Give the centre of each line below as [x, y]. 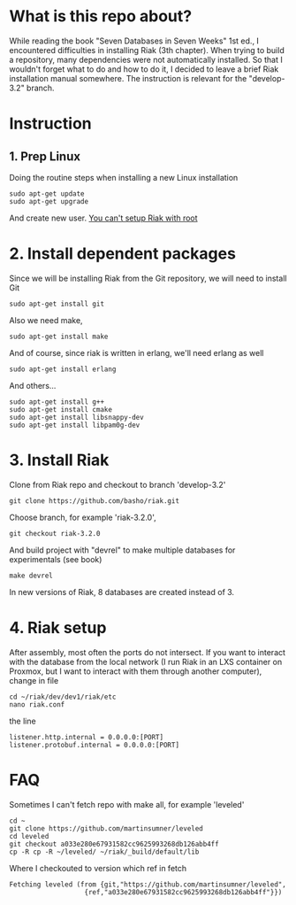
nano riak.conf [37, 704]
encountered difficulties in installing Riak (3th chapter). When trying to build [147, 50]
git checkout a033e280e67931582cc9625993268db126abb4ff [114, 844]
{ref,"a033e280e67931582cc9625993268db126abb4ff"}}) [183, 892]
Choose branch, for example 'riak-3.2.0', [83, 517]
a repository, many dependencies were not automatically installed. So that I [146, 59]
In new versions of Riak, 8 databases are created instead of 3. [122, 592]
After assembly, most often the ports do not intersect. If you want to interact [147, 652]
